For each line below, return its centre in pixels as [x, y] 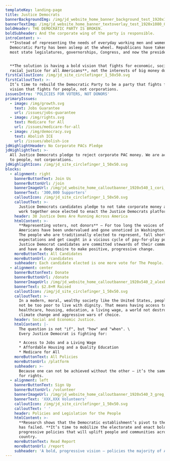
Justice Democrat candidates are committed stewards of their [86, 244]
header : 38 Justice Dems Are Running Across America [71, 216]
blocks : [13, 169]
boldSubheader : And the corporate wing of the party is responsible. [80, 33]
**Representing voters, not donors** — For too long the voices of [91, 225]
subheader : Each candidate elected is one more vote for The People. [89, 263]
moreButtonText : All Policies [46, 357]
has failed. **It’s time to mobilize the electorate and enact [87, 428]
